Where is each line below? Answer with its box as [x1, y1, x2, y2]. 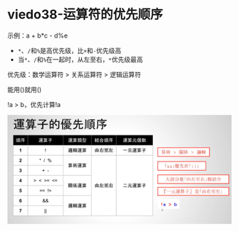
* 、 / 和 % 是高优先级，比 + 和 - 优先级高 [17, 46, 122, 55]
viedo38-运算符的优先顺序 [7, 6, 164, 23]
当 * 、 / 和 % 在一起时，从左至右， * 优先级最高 [17, 55, 144, 64]
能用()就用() [7, 85, 42, 94]
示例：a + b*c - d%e [7, 31, 68, 40]
